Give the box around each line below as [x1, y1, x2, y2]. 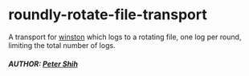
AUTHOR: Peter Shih [8, 58, 79, 69]
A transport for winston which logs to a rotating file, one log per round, [8, 32, 242, 42]
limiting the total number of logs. [8, 40, 116, 50]
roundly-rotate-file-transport [8, 6, 207, 24]
